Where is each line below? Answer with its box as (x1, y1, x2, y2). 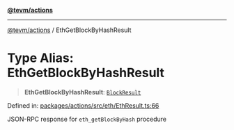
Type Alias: (7, 50, 75, 66)
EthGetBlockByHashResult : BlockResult (24, 88, 141, 96)
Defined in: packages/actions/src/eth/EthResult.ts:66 (7, 101, 159, 110)
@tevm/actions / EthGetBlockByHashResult (7, 26, 132, 34)
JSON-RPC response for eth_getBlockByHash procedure (7, 115, 167, 123)
